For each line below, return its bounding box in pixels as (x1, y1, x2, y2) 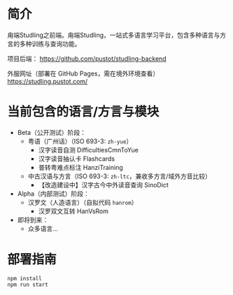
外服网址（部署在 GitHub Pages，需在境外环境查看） (7, 69, 160, 78)
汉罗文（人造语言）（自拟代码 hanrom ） (27, 198, 138, 206)
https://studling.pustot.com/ (7, 77, 88, 85)
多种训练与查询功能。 (19, 39, 81, 48)
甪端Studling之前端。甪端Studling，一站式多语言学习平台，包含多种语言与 (7, 31, 220, 39)
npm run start (7, 281, 49, 288)
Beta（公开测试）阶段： (17, 128, 86, 136)
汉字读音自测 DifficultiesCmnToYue (38, 145, 139, 154)
